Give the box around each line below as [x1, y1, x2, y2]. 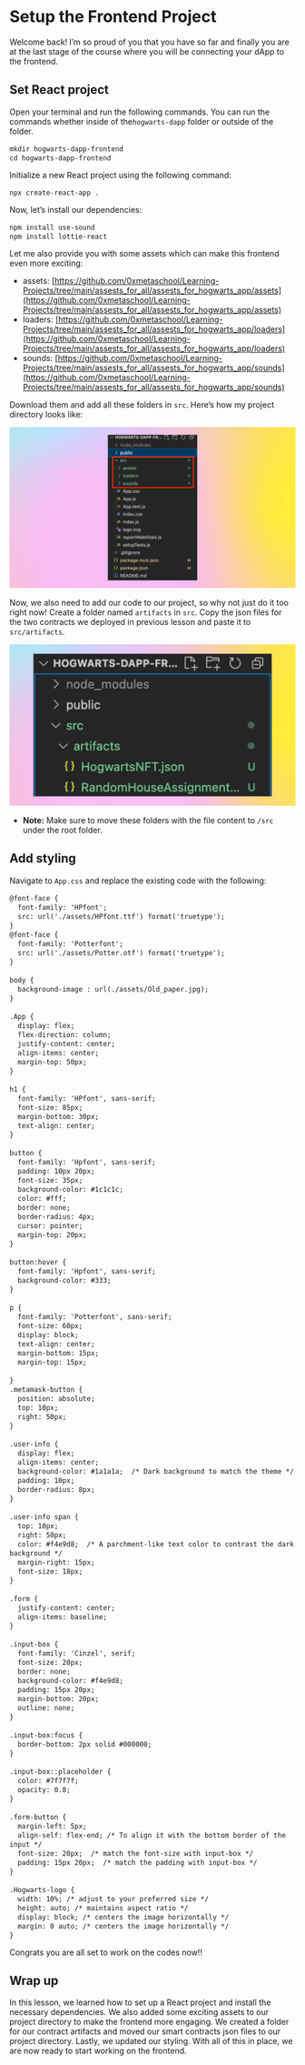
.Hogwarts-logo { [9, 1885, 75, 1894]
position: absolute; [17, 1394, 95, 1403]
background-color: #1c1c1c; [17, 1184, 124, 1194]
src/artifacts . [9, 626, 65, 638]
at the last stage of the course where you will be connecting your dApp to [9, 45, 284, 56]
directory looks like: [9, 408, 84, 419]
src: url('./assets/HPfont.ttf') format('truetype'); [17, 912, 225, 921]
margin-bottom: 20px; [17, 1694, 100, 1703]
